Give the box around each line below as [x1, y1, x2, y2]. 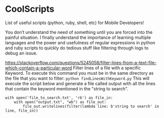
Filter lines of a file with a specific [73, 65, 141, 71]
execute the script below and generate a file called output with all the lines [5, 80, 156, 87]
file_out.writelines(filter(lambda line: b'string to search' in [23, 104, 160, 109]
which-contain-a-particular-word [5, 65, 72, 71]
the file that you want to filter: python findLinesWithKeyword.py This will [5, 75, 150, 81]
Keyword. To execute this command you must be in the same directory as [5, 70, 154, 76]
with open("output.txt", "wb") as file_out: [14, 99, 107, 104]
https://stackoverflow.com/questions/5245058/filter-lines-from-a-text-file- [5, 59, 157, 65]
